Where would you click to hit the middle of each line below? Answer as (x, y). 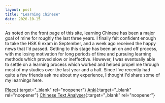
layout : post (18, 10)
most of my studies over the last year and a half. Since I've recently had (78, 70)
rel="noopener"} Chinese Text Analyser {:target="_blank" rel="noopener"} (80, 95)
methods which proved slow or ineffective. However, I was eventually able (80, 59)
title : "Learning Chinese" (33, 14)
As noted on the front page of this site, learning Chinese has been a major (80, 33)
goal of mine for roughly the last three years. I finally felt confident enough (81, 38)
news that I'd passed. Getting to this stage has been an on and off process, (81, 49)
